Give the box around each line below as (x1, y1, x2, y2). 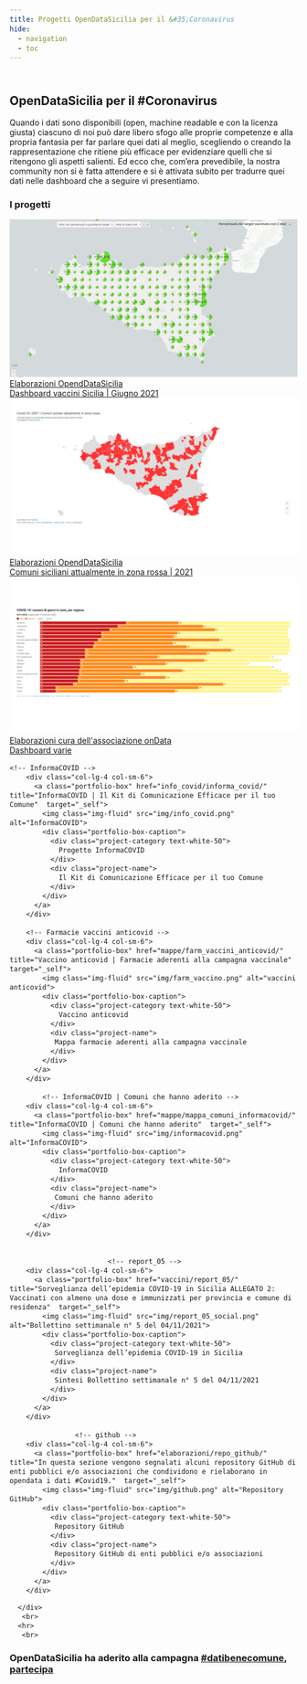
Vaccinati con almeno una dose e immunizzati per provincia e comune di (9, 1294, 292, 1303)
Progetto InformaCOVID (58, 846, 145, 855)
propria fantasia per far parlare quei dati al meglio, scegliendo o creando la (9, 137, 291, 148)
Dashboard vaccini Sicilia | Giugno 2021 (9, 387, 159, 398)
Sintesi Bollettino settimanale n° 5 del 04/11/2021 (54, 1376, 259, 1385)
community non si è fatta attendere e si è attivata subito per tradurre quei (9, 165, 285, 177)
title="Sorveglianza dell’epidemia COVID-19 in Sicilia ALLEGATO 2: (9, 1285, 276, 1294)
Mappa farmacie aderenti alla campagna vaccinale (54, 1038, 248, 1047)
